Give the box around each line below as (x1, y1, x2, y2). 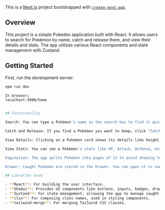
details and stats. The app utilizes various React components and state (5, 42, 148, 48)
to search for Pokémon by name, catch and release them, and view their (5, 36, 151, 42)
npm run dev (5, 84, 29, 89)
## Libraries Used (5, 173, 43, 178)
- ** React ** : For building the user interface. (5, 182, 105, 187)
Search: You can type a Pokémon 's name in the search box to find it (5, 120, 151, 125)
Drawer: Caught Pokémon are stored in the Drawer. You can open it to (5, 164, 153, 169)
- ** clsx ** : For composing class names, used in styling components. (5, 196, 151, 201)
